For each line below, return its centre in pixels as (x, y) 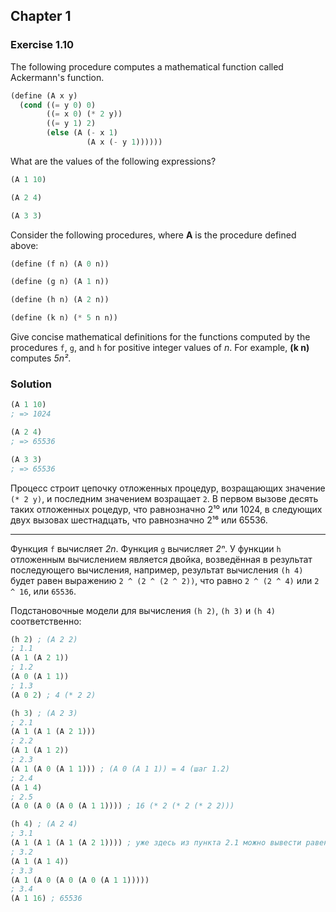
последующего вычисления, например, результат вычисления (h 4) (157, 570)
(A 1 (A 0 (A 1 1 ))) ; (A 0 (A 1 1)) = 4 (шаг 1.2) (120, 769)
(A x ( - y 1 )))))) (124, 142)
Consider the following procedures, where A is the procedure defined (153, 235)
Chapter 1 (41, 16)
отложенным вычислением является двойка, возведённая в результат (161, 559)
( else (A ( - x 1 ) (82, 133)
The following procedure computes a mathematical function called (147, 66)
